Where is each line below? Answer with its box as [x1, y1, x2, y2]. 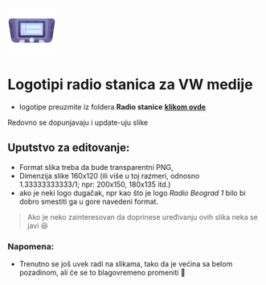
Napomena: [7, 241, 55, 252]
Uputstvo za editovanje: [7, 141, 130, 155]
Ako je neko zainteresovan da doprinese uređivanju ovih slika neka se [27, 212, 259, 221]
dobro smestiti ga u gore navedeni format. [18, 196, 158, 206]
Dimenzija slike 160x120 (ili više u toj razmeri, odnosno [18, 171, 200, 180]
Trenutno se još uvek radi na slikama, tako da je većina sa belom [18, 259, 233, 269]
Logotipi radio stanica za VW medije [7, 76, 254, 94]
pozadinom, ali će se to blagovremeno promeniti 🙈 [18, 268, 186, 278]
